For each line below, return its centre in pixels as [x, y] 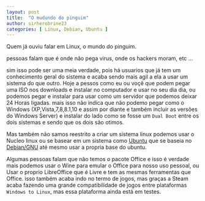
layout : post [23, 12]
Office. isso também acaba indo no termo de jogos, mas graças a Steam [97, 179]
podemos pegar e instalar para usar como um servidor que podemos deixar [102, 96]
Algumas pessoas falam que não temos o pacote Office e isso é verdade [98, 159]
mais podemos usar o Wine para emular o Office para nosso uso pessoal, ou [103, 165]
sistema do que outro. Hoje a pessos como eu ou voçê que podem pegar [99, 83]
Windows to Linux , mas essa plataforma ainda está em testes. [84, 192]
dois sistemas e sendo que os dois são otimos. [65, 123]
